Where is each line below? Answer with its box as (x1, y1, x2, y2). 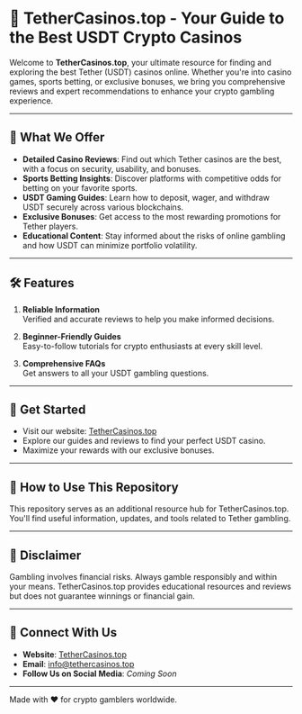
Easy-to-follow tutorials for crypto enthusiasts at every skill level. (22, 340, 263, 351)
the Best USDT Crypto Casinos (9, 27, 243, 48)
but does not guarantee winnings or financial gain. (9, 591, 196, 601)
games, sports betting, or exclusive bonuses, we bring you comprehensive (9, 76, 286, 86)
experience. (9, 95, 54, 106)
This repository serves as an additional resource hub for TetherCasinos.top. (9, 503, 289, 514)
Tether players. (22, 221, 79, 231)
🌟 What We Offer (9, 130, 105, 145)
